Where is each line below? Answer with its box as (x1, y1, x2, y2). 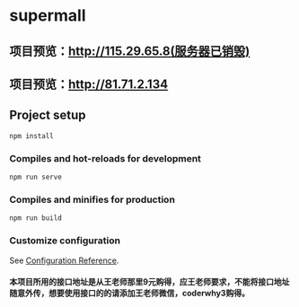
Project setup (9, 108, 87, 123)
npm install (9, 131, 54, 140)
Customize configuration (9, 234, 121, 247)
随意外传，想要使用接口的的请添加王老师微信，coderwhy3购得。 (9, 288, 250, 299)
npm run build (9, 214, 63, 223)
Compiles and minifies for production (9, 194, 175, 206)
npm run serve (9, 172, 63, 182)
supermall (9, 5, 87, 26)
